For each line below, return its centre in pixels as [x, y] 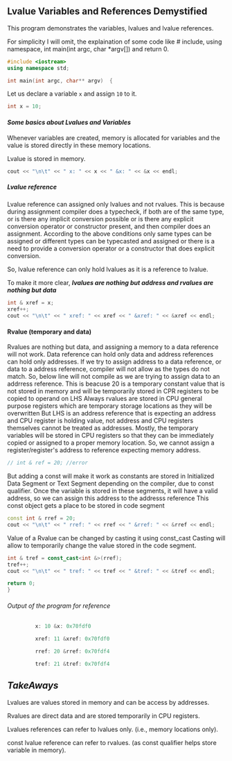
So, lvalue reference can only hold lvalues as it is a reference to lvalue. [108, 269]
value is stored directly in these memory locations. [79, 145]
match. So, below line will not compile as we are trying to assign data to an [114, 377]
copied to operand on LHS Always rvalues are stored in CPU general [105, 399]
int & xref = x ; [30, 303]
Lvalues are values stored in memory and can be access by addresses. [108, 702]
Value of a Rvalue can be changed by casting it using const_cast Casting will [116, 538]
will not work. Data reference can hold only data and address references [110, 354]
